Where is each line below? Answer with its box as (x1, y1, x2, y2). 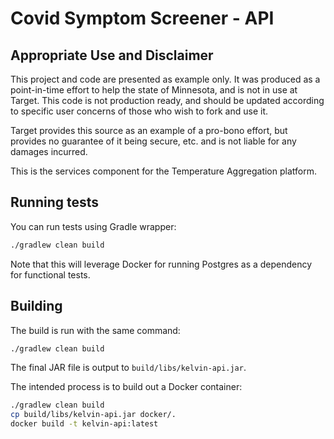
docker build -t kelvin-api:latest (10, 419, 159, 429)
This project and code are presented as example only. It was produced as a (10, 73, 321, 85)
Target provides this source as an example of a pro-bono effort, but (10, 125, 288, 136)
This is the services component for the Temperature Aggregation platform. (10, 165, 317, 177)
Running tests (10, 194, 100, 211)
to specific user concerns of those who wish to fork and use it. (10, 105, 268, 117)
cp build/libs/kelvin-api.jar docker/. (10, 410, 177, 420)
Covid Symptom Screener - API (10, 7, 275, 30)
